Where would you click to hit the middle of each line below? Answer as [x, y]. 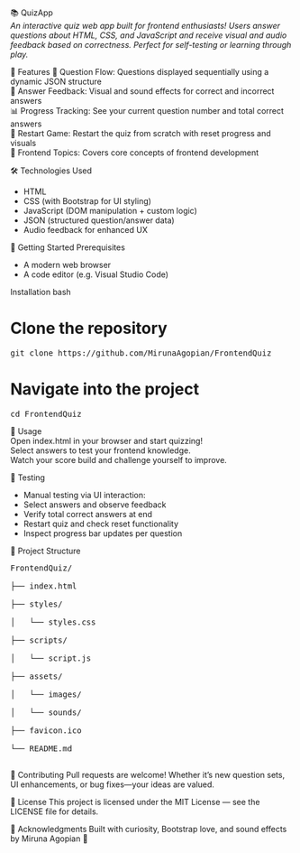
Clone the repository [89, 329]
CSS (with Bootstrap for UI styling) [87, 201]
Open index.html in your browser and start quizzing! [107, 440]
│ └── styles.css [53, 622]
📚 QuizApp [32, 13]
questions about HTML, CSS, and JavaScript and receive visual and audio [149, 35]
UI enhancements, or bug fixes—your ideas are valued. [113, 784]
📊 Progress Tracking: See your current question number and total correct [147, 111]
